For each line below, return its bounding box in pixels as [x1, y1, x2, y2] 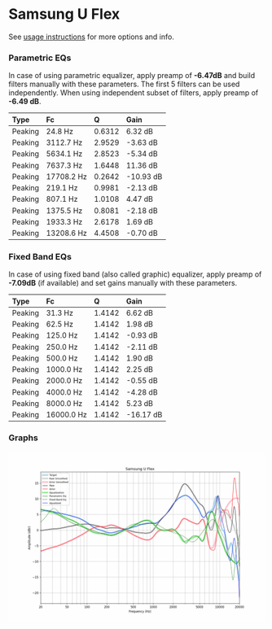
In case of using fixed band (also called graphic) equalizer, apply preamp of [8, 269, 262, 279]
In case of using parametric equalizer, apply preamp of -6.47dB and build [8, 71, 255, 81]
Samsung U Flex [8, 5, 121, 24]
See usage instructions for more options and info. [8, 32, 175, 41]
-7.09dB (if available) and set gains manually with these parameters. [8, 278, 238, 288]
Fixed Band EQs [8, 251, 72, 262]
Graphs [8, 432, 38, 443]
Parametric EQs [8, 52, 72, 63]
